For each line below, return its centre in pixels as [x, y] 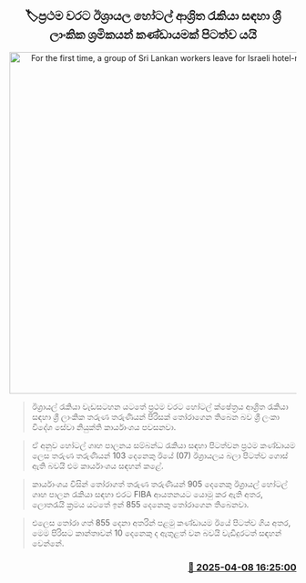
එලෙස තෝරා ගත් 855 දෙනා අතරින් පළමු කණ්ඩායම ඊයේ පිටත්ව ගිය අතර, [161, 522]
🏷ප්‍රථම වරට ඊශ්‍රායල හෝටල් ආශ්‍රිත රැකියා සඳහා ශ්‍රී [153, 16]
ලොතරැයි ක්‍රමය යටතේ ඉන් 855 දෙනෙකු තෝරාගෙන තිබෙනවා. [140, 504]
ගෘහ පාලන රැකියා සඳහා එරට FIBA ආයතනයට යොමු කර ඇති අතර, [147, 494]
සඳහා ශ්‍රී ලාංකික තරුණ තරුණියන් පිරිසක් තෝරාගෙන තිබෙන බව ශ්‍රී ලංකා [156, 416]
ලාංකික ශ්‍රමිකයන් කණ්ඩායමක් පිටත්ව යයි [153, 35]
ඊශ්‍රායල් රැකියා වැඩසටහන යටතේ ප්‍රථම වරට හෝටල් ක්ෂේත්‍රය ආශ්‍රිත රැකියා [160, 406]
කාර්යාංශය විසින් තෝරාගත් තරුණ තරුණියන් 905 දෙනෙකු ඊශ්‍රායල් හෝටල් [160, 484]
